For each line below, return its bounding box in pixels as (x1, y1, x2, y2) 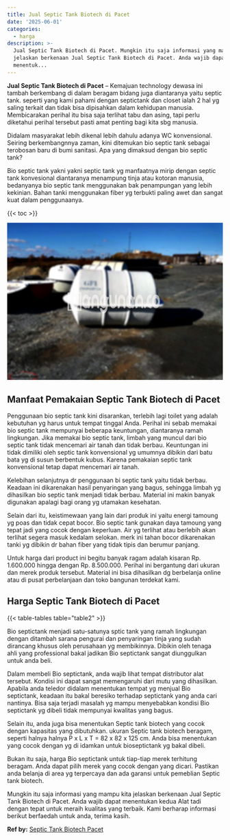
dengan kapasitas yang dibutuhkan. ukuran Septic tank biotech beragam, (7, 727, 214, 735)
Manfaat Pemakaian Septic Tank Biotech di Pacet (7, 394, 220, 405)
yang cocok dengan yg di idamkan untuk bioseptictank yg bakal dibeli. (7, 741, 206, 749)
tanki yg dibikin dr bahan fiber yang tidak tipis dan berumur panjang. (7, 541, 200, 549)
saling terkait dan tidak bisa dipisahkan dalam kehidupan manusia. (7, 103, 194, 111)
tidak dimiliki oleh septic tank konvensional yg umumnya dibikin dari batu (7, 449, 213, 457)
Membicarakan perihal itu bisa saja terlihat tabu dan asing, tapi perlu (7, 111, 200, 119)
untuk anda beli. (7, 656, 53, 664)
